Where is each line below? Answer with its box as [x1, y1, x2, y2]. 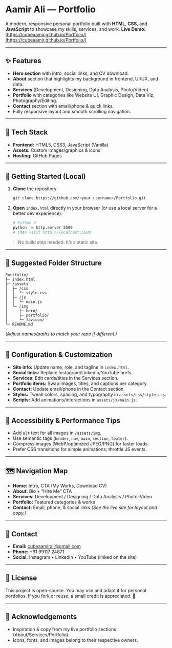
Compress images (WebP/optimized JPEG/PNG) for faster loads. [12, 441, 149, 447]
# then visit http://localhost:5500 [12, 230, 91, 235]
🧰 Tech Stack [5, 128, 48, 137]
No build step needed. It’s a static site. [17, 239, 99, 245]
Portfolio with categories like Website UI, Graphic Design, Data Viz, [12, 92, 155, 98]
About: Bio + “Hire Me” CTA [12, 488, 72, 494]
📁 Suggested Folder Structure [5, 259, 102, 268]
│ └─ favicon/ [5, 317, 45, 322]
